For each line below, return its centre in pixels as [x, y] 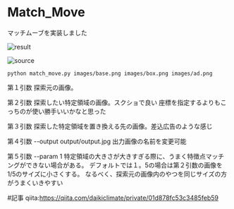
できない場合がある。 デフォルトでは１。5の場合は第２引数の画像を [124, 165]
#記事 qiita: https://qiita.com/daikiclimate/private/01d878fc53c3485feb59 [113, 198]
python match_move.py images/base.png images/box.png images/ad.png [110, 73]
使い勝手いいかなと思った [69, 111]
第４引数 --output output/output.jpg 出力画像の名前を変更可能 [97, 141]
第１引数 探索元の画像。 [42, 87]
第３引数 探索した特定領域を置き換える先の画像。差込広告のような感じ [110, 126]
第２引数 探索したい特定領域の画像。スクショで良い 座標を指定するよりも [114, 102]
